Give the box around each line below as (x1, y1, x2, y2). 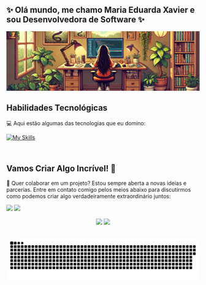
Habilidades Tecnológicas (6, 103, 108, 113)
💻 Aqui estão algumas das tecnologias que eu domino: (6, 119, 146, 127)
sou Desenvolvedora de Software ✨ (6, 15, 145, 25)
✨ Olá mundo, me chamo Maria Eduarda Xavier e (6, 5, 195, 15)
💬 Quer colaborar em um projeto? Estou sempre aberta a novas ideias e (6, 179, 187, 187)
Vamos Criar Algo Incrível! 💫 (6, 163, 116, 174)
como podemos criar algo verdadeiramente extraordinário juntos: (6, 193, 171, 200)
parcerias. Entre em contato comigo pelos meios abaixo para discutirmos (6, 186, 191, 193)
